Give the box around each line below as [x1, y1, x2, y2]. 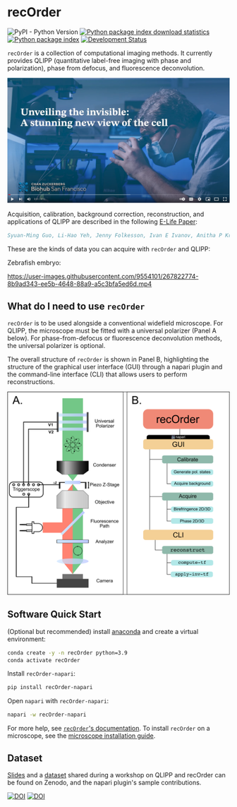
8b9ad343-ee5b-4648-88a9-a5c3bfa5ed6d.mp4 [7, 280, 152, 288]
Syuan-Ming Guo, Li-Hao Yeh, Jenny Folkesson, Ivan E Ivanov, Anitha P [7, 232, 222, 239]
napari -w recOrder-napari [7, 711, 87, 719]
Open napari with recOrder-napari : [7, 697, 109, 705]
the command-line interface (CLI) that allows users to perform [7, 370, 188, 378]
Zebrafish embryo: [7, 258, 61, 267]
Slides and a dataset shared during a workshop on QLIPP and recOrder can [7, 770, 226, 779]
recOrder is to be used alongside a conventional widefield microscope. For [7, 319, 224, 328]
